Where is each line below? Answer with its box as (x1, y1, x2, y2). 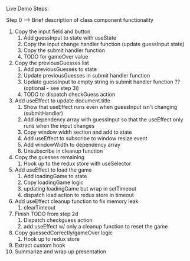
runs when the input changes (23, 123, 95, 129)
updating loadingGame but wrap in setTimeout (23, 185, 137, 192)
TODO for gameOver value (23, 53, 89, 60)
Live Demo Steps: (6, 5, 49, 12)
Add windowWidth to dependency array (23, 141, 121, 148)
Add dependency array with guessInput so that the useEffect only (23, 116, 184, 123)
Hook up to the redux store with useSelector (23, 160, 132, 167)
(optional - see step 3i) (23, 85, 80, 91)
